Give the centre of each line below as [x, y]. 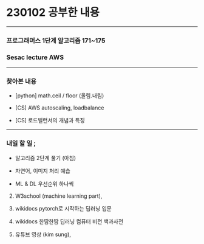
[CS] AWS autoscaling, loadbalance [59, 108]
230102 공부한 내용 [53, 12]
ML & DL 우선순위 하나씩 [44, 184]
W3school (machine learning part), [59, 196]
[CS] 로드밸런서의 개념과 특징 [50, 120]
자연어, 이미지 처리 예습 [43, 170]
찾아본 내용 [22, 82]
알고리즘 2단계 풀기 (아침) [46, 158]
